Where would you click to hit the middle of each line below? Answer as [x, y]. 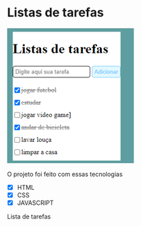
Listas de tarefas [55, 13]
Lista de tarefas [29, 216]
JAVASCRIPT [35, 203]
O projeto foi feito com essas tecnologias [65, 174]
